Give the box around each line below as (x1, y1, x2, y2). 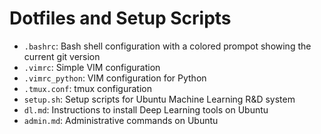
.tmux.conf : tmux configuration (23, 82, 152, 94)
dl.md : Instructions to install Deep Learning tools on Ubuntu (23, 103, 269, 116)
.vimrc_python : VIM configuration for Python (23, 72, 207, 84)
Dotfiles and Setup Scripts (9, 7, 232, 30)
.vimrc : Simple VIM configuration (23, 61, 161, 73)
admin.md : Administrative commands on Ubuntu (23, 114, 219, 126)
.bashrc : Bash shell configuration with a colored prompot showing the (23, 40, 312, 52)
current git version (23, 50, 101, 62)
